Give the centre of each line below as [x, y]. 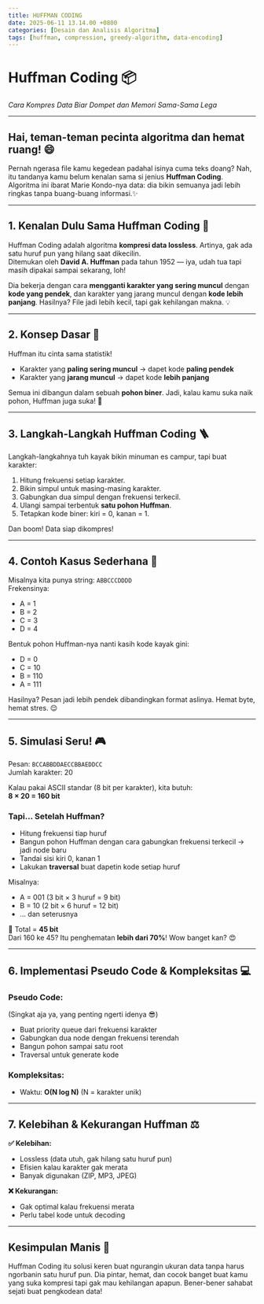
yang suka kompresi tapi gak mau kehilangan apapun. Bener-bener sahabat [130, 1283]
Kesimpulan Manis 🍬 [59, 1247]
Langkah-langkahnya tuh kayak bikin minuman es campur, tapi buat [117, 456]
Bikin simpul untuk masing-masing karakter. [90, 489]
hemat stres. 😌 [33, 708]
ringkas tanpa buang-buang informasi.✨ [73, 193]
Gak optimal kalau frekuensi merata [77, 1207]
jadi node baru [43, 850]
